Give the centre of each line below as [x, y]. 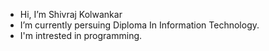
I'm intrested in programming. [81, 35]
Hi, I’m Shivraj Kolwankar [71, 14]
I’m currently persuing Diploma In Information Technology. [139, 25]
